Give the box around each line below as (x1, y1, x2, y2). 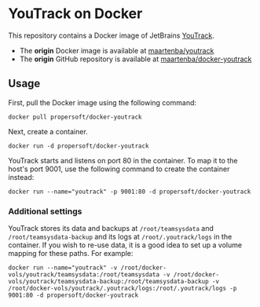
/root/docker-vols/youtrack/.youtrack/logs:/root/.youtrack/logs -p (8, 284, 237, 293)
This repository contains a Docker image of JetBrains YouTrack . (8, 31, 214, 40)
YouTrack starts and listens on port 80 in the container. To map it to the (8, 155, 238, 165)
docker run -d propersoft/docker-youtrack (8, 142, 149, 150)
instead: (8, 172, 35, 181)
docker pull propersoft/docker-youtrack (8, 113, 143, 121)
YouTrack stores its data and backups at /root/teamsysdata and (8, 224, 214, 233)
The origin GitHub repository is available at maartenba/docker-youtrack (19, 54, 252, 64)
